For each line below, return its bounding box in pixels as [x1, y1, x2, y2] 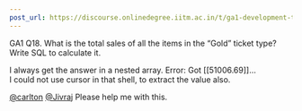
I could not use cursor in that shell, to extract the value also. [9, 73, 231, 85]
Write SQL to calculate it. [9, 47, 102, 58]
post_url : [9, 13, 47, 22]
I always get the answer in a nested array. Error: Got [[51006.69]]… [9, 64, 256, 75]
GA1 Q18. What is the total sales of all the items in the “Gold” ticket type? [9, 38, 277, 48]
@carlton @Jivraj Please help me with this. [9, 91, 168, 102]
